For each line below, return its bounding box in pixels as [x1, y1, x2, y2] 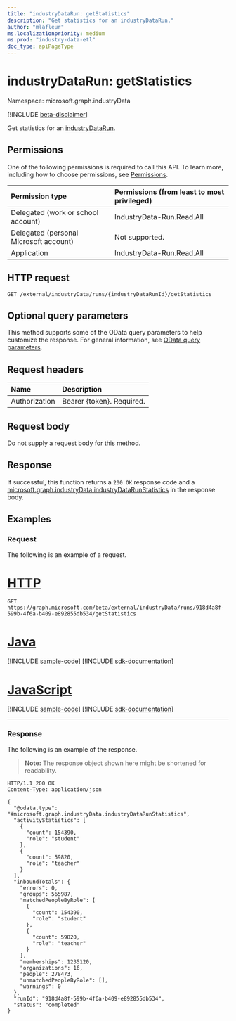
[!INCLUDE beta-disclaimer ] [7, 110, 88, 118]
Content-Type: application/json [7, 785, 102, 793]
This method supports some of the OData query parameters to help [7, 328, 202, 337]
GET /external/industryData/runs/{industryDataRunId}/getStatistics [7, 290, 212, 297]
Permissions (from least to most [114, 187, 225, 197]
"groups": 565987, [20, 890, 74, 897]
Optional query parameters [7, 309, 129, 321]
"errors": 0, [20, 884, 58, 892]
